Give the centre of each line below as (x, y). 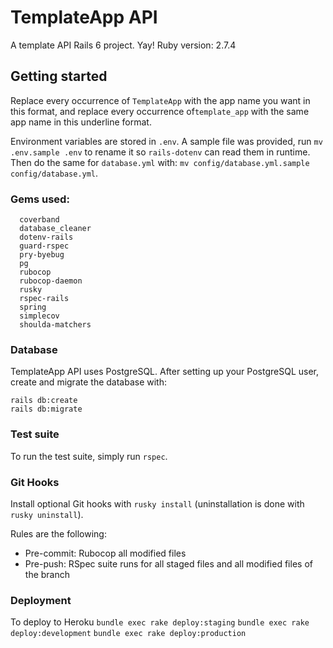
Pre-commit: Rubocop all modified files (105, 553)
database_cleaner (55, 229)
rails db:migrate (46, 409)
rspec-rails (44, 299)
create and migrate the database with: (88, 382)
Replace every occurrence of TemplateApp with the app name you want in (160, 100)
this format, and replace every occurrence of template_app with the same (160, 111)
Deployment (41, 600)
